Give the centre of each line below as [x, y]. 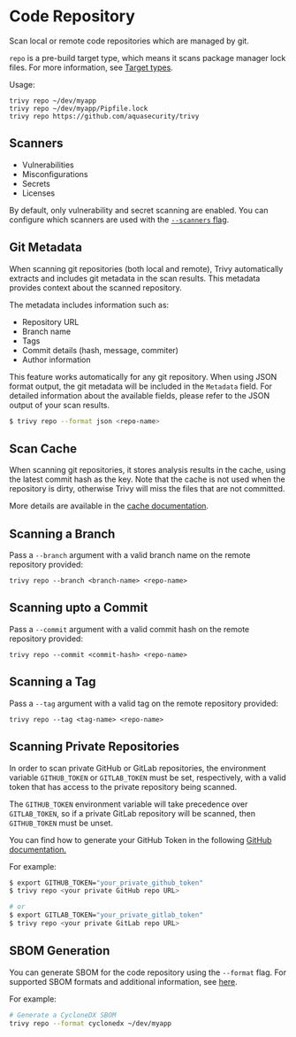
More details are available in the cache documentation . [109, 506]
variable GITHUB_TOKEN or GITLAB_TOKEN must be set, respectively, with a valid [148, 778]
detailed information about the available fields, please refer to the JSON [140, 395]
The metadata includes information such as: [89, 305]
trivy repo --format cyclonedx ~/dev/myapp [91, 1023]
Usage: [22, 84]
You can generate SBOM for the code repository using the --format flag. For [148, 972]
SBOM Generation [60, 951]
